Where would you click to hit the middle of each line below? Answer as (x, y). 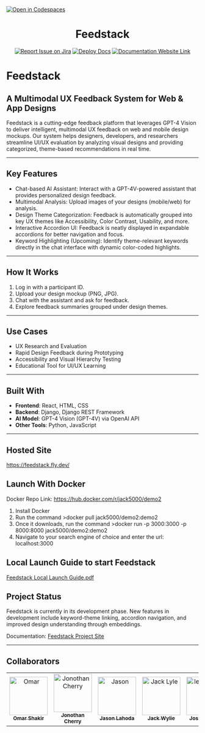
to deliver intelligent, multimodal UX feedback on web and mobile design (98, 129)
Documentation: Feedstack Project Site (56, 636)
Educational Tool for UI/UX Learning (60, 366)
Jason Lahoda (117, 718)
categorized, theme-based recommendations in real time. (79, 149)
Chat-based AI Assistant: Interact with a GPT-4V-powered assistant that (106, 188)
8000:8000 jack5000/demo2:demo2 (61, 530)
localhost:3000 (34, 543)
